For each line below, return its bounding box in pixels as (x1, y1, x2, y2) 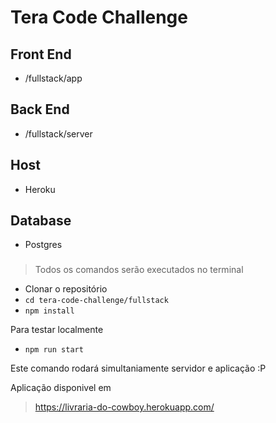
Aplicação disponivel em (10, 382, 112, 394)
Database (10, 212, 72, 230)
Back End (10, 101, 70, 118)
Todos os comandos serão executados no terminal (34, 264, 244, 276)
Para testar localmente (10, 324, 104, 336)
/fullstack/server (24, 127, 93, 140)
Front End (10, 46, 72, 63)
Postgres (24, 239, 63, 251)
